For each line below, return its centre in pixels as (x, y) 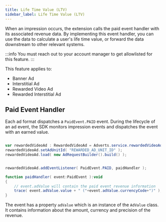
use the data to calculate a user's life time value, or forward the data (75, 39)
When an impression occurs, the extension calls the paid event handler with (82, 28)
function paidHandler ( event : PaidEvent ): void (54, 177)
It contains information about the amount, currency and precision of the (78, 210)
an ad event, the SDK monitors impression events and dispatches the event (82, 127)
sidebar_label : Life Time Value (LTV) (45, 14)
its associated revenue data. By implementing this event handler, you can (80, 34)
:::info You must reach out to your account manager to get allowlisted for (79, 54)
